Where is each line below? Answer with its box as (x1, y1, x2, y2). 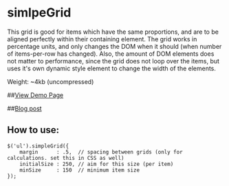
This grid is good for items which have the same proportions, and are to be (7, 28, 219, 36)
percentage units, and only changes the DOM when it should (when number (7, 42, 222, 50)
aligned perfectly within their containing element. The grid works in (7, 34, 197, 43)
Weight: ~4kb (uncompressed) (7, 77, 94, 85)
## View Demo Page (7, 91, 64, 99)
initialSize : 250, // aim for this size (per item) (19, 161, 174, 167)
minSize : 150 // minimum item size (19, 167, 140, 174)
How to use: (7, 124, 60, 136)
